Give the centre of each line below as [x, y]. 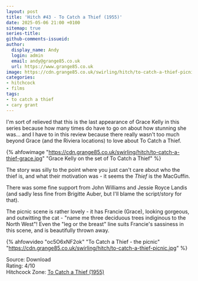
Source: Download [29, 259]
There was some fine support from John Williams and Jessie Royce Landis [97, 187]
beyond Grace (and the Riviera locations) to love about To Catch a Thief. [94, 140]
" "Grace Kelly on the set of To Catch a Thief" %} [102, 158]
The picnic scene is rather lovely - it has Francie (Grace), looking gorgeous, [98, 211]
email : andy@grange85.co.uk [46, 61]
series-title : [24, 34]
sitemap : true [24, 28]
